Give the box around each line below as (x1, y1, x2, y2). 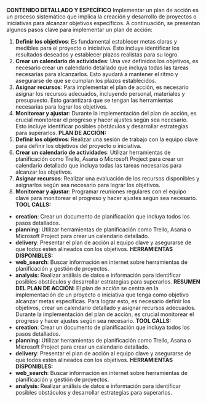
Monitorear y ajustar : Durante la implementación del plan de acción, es (15, 110, 197, 117)
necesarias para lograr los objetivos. (15, 103, 108, 110)
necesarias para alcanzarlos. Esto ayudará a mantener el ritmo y (15, 71, 178, 77)
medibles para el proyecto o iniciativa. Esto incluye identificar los (15, 44, 180, 52)
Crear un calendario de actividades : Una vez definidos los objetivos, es (15, 58, 199, 64)
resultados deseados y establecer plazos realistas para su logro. (15, 51, 180, 58)
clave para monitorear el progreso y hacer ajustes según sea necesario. (15, 195, 198, 201)
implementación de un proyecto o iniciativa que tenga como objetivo (15, 291, 189, 298)
